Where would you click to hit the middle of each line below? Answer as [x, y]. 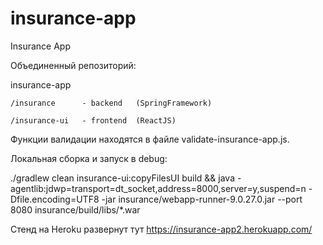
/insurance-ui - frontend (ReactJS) [93, 120]
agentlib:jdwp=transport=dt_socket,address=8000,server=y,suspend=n [158, 188]
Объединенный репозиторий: [73, 65]
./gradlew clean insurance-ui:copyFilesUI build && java [123, 178]
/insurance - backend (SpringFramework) [111, 103]
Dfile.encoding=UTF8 [55, 199]
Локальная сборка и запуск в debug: [89, 158]
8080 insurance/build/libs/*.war [75, 209]
